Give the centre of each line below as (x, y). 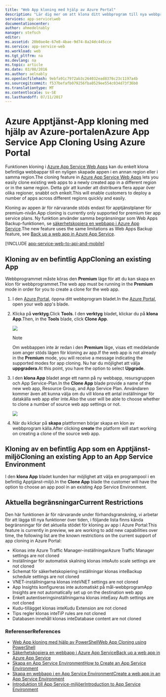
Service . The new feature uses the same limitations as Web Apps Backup (79, 229)
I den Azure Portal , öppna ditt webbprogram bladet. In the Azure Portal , (84, 299)
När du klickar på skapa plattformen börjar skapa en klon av (73, 423)
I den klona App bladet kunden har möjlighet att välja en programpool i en (80, 476)
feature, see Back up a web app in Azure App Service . (60, 234)
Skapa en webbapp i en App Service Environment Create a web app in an (86, 673)
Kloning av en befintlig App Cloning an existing (78, 259)
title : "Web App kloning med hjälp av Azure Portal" (61, 10)
